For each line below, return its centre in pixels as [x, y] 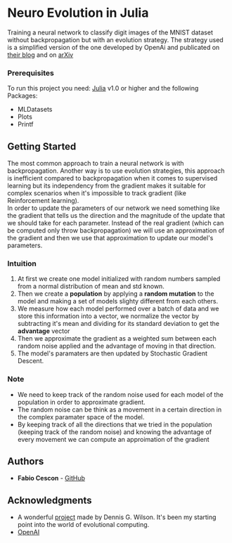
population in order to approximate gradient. [81, 402]
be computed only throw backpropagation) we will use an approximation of [116, 230]
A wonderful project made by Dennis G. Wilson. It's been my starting [117, 517]
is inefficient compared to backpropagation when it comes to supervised [112, 178]
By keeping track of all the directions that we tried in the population [115, 424]
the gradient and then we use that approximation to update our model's [110, 238]
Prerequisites [31, 73]
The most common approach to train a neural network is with [96, 164]
